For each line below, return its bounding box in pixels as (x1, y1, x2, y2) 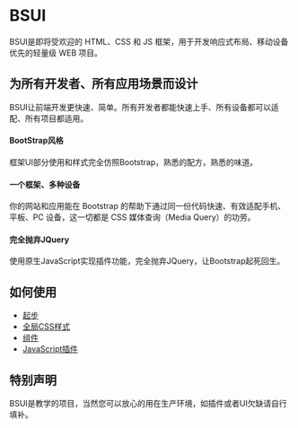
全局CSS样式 (22, 321, 70, 332)
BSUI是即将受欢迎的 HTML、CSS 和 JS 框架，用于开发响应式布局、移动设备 (9, 36, 289, 47)
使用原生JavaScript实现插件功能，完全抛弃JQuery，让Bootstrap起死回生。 (9, 256, 285, 266)
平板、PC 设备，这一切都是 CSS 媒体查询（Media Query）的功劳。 (9, 212, 256, 223)
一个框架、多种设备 (9, 179, 81, 189)
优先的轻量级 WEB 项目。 (9, 47, 103, 58)
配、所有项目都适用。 (9, 113, 88, 124)
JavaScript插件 (22, 344, 79, 354)
